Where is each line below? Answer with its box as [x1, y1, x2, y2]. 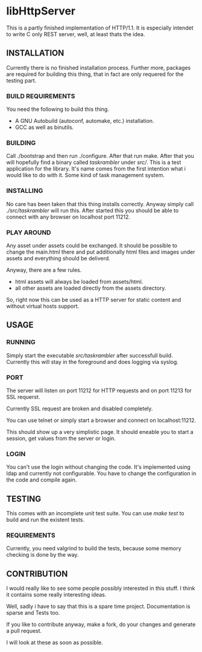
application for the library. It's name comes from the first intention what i [6, 165, 186, 172]
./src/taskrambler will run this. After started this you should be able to [6, 207, 179, 214]
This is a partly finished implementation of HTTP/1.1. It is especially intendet [6, 24, 194, 31]
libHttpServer [6, 4, 76, 18]
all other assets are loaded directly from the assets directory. [14, 284, 166, 292]
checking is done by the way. [6, 551, 79, 559]
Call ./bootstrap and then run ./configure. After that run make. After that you [6, 152, 194, 160]
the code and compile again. [6, 476, 77, 483]
